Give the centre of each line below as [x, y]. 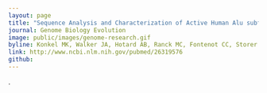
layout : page [30, 15]
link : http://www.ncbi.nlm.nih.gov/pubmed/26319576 [95, 52]
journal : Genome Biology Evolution [67, 30]
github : [21, 60]
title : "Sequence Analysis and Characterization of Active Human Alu [126, 23]
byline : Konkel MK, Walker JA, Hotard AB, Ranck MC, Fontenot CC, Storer [133, 45]
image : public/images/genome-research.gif [79, 37]
